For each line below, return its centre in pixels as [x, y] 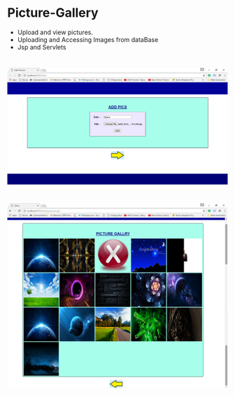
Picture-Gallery [53, 13]
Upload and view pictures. [55, 32]
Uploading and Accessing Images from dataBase [88, 39]
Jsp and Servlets [42, 47]
